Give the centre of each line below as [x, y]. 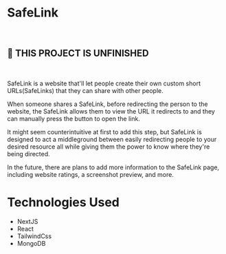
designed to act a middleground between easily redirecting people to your [112, 139]
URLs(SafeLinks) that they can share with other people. [85, 90]
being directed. [29, 154]
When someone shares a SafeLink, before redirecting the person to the [108, 104]
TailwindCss [34, 236]
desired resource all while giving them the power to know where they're [109, 147]
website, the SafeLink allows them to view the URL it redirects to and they [111, 111]
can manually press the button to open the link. [74, 118]
